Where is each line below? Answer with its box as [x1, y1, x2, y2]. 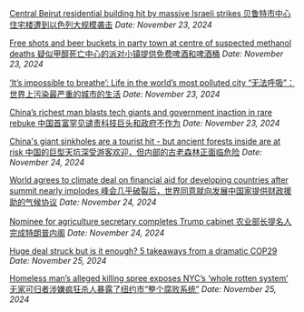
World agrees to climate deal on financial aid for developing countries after [9, 175, 289, 185]
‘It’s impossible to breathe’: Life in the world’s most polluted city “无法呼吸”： [9, 77, 295, 88]
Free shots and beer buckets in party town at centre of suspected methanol [9, 37, 292, 48]
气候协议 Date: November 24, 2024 [25, 196, 157, 207]
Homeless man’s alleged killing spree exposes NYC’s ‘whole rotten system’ [9, 273, 289, 284]
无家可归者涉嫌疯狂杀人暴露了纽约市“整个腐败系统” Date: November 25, [9, 284, 277, 294]
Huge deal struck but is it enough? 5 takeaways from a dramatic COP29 [9, 246, 278, 257]
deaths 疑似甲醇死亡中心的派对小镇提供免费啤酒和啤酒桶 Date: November [9, 48, 284, 59]
